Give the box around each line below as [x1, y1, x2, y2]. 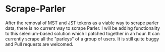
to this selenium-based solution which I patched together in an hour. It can [5, 30, 160, 36]
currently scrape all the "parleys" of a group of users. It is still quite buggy [5, 36, 159, 42]
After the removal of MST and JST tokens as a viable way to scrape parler [5, 20, 159, 26]
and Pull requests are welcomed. [5, 41, 74, 47]
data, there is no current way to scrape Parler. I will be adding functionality [5, 25, 160, 31]
